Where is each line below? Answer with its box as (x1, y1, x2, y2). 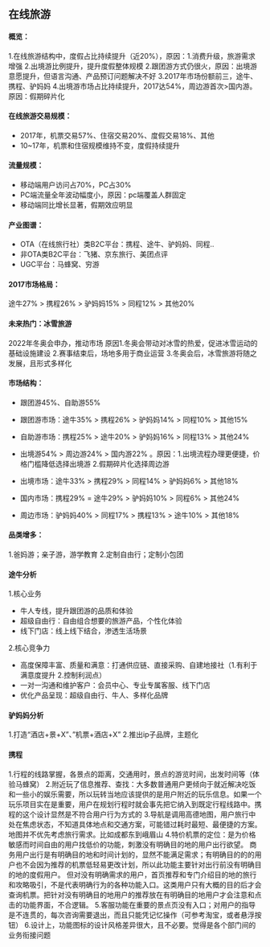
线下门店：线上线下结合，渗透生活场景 (19, 626, 147, 636)
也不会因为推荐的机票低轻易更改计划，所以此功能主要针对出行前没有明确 (14, 859, 255, 869)
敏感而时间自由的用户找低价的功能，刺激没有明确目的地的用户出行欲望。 (8, 839, 247, 849)
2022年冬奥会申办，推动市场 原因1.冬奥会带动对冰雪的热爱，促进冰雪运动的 (8, 338, 259, 348)
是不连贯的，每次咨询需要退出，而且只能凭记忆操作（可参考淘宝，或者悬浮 (8, 910, 255, 920)
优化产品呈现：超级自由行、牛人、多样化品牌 (19, 690, 169, 700)
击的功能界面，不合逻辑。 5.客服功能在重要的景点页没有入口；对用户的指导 (8, 900, 256, 909)
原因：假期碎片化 (8, 91, 65, 101)
